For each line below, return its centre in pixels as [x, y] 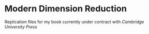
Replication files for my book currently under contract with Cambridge [74, 22]
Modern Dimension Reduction [66, 9]
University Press [21, 26]
